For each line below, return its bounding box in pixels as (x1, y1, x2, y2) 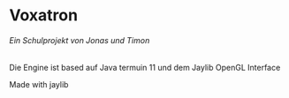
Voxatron (9, 5, 78, 26)
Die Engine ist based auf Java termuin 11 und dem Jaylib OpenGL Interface (9, 63, 281, 73)
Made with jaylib (9, 79, 69, 90)
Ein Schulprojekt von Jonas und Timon (9, 34, 150, 45)
